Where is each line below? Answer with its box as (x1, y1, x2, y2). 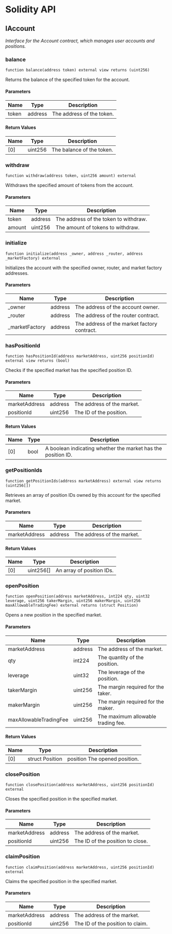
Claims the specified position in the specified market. (5, 878, 118, 884)
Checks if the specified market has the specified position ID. (5, 367, 133, 373)
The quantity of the (98, 653, 144, 661)
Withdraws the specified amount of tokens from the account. (5, 182, 134, 188)
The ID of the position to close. (74, 837, 148, 845)
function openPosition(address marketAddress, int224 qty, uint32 (5, 594, 150, 599)
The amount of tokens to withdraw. (55, 224, 140, 231)
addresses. (5, 270, 29, 276)
